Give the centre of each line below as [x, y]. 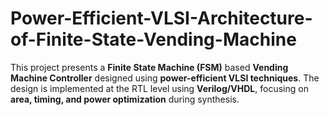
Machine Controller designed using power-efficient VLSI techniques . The [165, 78]
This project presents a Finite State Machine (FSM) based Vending [149, 67]
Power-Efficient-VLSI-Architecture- [161, 18]
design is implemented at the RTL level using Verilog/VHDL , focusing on [159, 88]
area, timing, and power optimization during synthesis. [125, 99]
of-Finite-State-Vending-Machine [153, 39]
